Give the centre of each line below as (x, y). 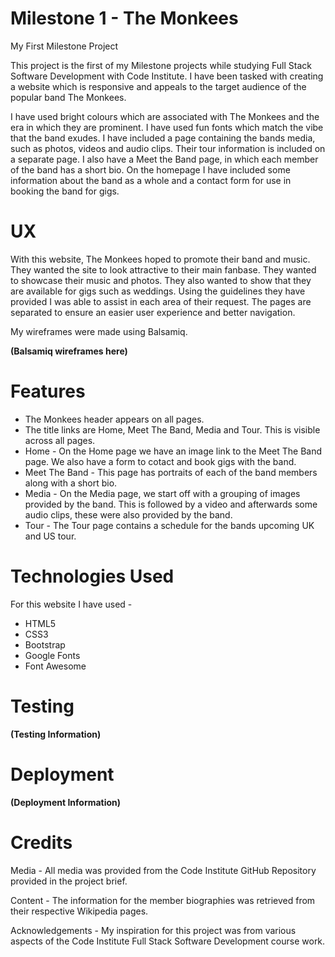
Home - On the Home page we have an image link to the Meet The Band (173, 451)
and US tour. (50, 536)
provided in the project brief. (69, 881)
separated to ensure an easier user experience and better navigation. (153, 312)
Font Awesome (55, 666)
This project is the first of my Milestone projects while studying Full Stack (161, 65)
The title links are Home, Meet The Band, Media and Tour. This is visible (172, 429)
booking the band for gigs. (65, 191)
